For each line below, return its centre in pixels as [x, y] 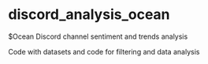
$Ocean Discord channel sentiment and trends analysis [98, 36]
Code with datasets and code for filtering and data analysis [104, 51]
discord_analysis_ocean [89, 15]
